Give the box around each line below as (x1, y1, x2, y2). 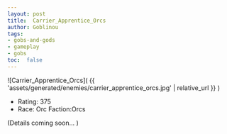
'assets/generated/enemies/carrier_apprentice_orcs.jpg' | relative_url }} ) (7, 83, 221, 92)
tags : (7, 30, 23, 38)
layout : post (7, 10, 46, 18)
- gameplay (7, 43, 40, 50)
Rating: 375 (17, 97, 52, 106)
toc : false (7, 57, 43, 64)
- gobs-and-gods (7, 37, 55, 44)
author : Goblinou (7, 23, 59, 30)
